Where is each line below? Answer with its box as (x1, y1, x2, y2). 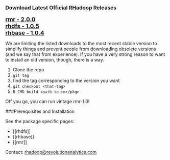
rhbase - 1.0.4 (5, 29, 44, 37)
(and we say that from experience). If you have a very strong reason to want (5, 51, 165, 57)
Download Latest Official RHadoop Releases (5, 4, 116, 11)
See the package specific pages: (5, 118, 75, 125)
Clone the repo (12, 67, 44, 73)
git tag (12, 73, 29, 78)
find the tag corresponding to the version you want (12, 77, 120, 84)
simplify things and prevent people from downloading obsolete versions (5, 46, 157, 52)
